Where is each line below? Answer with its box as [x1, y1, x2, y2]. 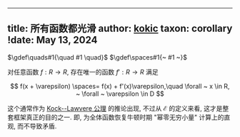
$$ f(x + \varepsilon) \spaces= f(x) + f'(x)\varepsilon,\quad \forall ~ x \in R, [10, 82, 230, 90]
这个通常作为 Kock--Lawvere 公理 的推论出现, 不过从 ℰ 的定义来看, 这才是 [7, 104, 223, 112]
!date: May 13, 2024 [7, 34, 98, 46]
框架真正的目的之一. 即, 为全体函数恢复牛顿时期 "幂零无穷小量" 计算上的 [13, 113, 224, 121]
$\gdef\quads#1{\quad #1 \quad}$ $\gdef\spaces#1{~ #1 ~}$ [7, 53, 188, 61]
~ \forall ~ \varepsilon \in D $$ [76, 89, 164, 98]
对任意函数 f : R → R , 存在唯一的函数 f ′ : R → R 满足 [7, 67, 159, 76]
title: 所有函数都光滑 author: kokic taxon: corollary [7, 23, 233, 35]
